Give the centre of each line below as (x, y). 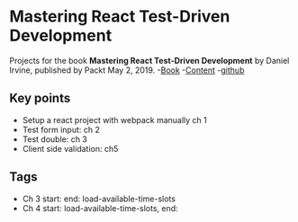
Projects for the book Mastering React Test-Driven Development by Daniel (149, 60)
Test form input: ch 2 (61, 129)
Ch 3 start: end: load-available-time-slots (99, 199)
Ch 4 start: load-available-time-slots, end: (100, 208)
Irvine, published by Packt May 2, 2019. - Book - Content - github (127, 70)
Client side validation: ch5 (70, 148)
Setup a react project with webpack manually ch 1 (114, 120)
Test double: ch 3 (55, 139)
